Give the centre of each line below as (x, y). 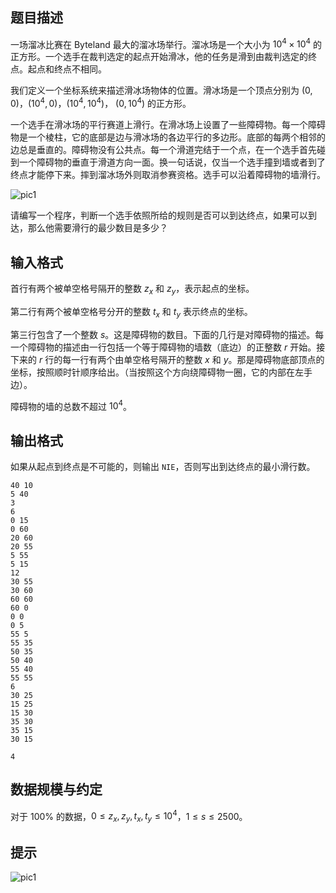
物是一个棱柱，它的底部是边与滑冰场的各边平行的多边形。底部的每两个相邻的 (168, 137)
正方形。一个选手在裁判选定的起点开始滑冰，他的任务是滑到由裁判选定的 (159, 57)
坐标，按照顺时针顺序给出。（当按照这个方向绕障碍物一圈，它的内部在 (152, 372)
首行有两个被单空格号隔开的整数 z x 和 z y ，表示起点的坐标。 (132, 289)
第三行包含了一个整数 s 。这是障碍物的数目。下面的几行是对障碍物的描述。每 (167, 334)
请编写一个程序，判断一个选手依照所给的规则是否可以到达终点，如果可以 (159, 215)
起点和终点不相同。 (67, 69)
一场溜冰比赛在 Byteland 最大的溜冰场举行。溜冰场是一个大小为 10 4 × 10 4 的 (166, 43)
